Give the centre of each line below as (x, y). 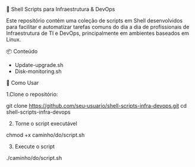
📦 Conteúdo (22, 51)
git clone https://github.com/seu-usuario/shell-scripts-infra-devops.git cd (97, 106)
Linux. (14, 39)
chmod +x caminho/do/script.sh (45, 135)
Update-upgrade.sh (39, 65)
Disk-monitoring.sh (38, 71)
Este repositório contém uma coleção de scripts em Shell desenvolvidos (95, 20)
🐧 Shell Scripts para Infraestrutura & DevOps (61, 9)
